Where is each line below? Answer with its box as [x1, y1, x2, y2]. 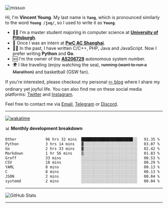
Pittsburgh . [12, 35, 36, 40]
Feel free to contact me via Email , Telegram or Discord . [5, 101, 118, 107]
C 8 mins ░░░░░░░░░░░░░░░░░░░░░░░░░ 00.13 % [5, 170, 160, 175]
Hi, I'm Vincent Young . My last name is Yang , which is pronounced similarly [5, 14, 160, 20]
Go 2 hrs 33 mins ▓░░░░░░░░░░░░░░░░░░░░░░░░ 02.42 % [5, 146, 160, 151]
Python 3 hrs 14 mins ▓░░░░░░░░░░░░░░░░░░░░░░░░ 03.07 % [5, 141, 160, 147]
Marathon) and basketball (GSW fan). [12, 69, 89, 75]
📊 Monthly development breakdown [5, 125, 83, 131]
